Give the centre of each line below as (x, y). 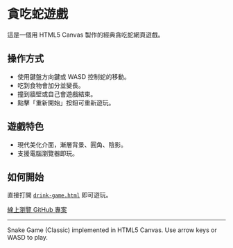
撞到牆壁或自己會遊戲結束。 (57, 94)
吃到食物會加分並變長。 (51, 85)
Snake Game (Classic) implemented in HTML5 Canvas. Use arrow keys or (112, 230)
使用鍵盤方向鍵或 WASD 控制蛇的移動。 (74, 76)
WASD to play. (28, 238)
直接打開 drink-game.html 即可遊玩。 (60, 195)
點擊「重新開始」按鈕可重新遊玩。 (66, 103)
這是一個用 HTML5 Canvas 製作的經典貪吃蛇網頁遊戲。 (86, 35)
